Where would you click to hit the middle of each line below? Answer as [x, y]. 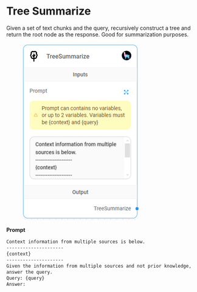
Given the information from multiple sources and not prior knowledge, [99, 266]
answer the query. [29, 272]
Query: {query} [26, 278]
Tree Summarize [49, 11]
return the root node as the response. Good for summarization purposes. [98, 34]
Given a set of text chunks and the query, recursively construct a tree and [98, 28]
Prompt [16, 229]
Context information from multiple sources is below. [76, 242]
